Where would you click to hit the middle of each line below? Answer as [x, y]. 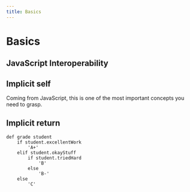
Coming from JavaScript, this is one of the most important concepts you [95, 98]
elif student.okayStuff [47, 153]
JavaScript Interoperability [58, 63]
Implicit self [28, 83]
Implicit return [33, 123]
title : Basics [24, 12]
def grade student [29, 137]
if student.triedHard [55, 158]
